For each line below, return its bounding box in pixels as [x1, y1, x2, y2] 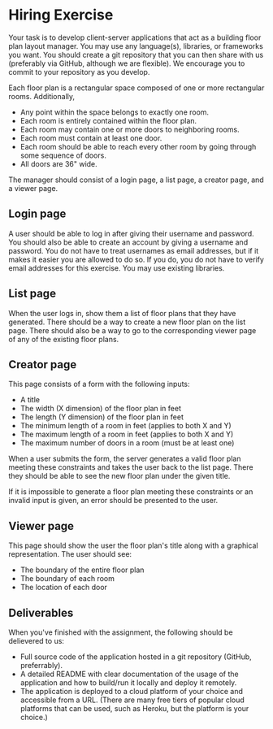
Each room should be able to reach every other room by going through [19, 141, 257, 151]
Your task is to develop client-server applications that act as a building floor [8, 33, 262, 42]
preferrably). [19, 661, 63, 670]
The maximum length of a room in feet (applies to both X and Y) [19, 429, 234, 440]
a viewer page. [8, 183, 58, 193]
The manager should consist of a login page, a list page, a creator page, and [8, 175, 264, 184]
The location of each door [19, 583, 108, 592]
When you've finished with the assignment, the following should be [8, 627, 233, 637]
